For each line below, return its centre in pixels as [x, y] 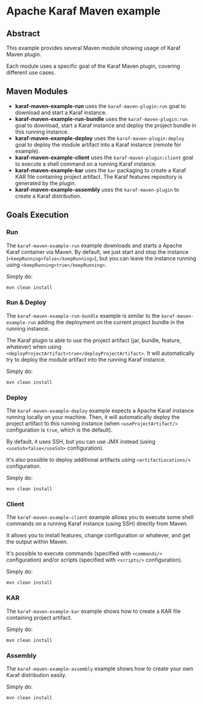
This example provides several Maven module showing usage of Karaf [93, 48]
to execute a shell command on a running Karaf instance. [86, 164]
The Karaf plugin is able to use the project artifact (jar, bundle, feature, [94, 340]
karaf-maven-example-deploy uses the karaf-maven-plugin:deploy [100, 138]
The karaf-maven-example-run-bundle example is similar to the [83, 316]
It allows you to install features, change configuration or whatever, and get [99, 536]
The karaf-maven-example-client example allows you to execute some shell [100, 517]
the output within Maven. [37, 542]
